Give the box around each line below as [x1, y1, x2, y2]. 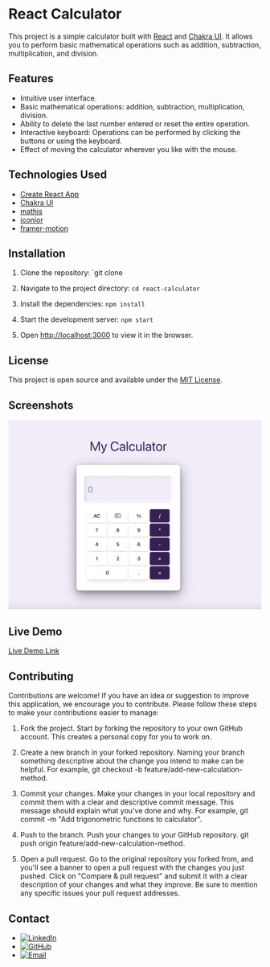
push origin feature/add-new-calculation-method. [19, 838, 186, 849]
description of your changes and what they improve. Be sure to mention [19, 880, 258, 890]
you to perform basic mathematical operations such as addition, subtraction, [8, 39, 261, 49]
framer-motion [19, 223, 68, 233]
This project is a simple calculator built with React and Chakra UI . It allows [8, 31, 253, 41]
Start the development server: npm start [19, 315, 154, 324]
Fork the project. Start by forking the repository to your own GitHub [19, 723, 243, 733]
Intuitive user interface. [19, 93, 97, 103]
